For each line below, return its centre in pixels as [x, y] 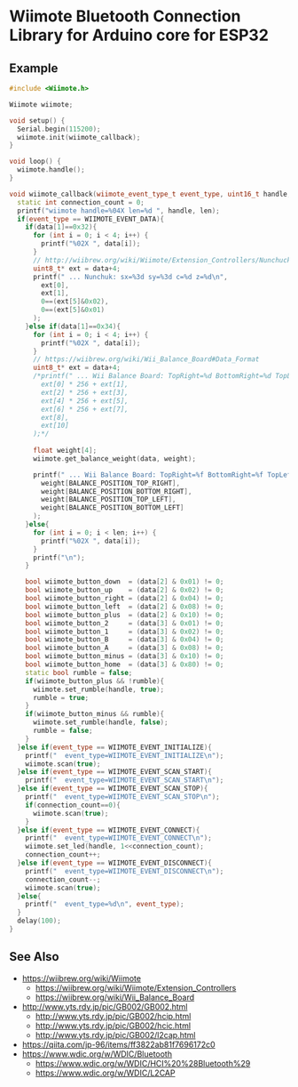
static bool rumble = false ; [79, 672]
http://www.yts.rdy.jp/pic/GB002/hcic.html [113, 1026]
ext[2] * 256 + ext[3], [85, 392]
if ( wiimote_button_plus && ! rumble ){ [95, 681]
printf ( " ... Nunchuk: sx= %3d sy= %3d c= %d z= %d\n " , [130, 277]
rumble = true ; [61, 697]
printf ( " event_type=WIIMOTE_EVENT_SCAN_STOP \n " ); [122, 797]
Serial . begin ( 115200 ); [59, 129]
